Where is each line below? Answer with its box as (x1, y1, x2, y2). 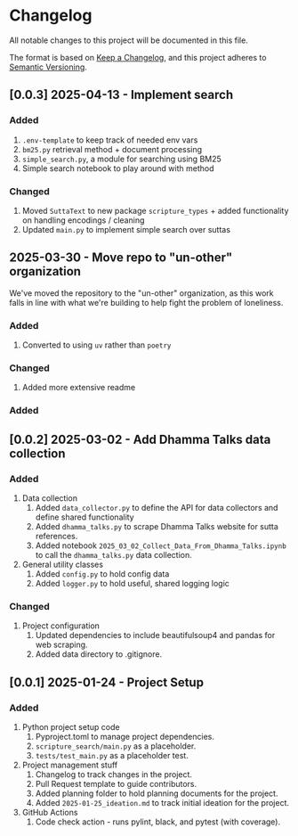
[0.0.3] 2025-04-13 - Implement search (9, 87, 234, 102)
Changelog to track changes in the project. (35, 768, 193, 780)
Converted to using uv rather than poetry (21, 340, 172, 350)
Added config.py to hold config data (35, 568, 170, 579)
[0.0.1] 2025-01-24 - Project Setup (9, 675, 205, 690)
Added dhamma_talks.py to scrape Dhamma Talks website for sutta (35, 520, 278, 531)
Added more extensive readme (21, 382, 136, 393)
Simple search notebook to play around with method (21, 162, 214, 174)
